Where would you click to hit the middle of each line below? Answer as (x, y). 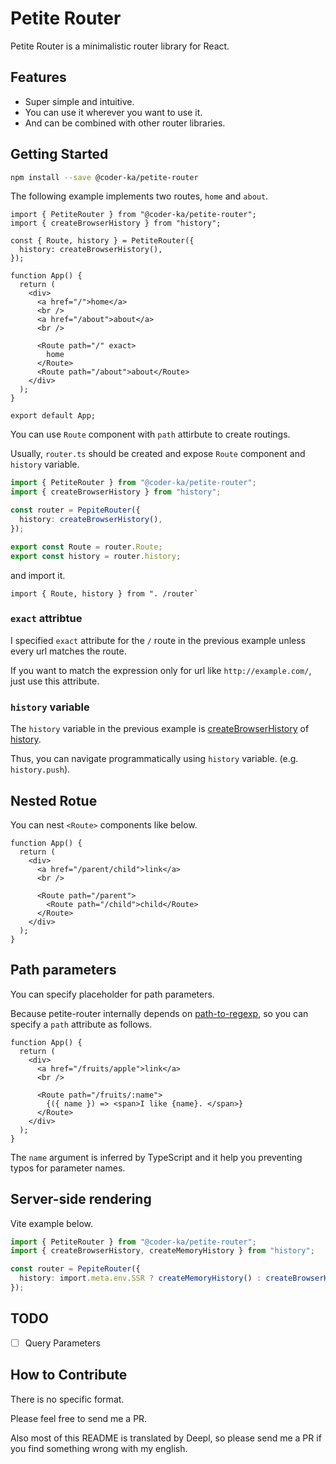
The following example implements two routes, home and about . (139, 196)
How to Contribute (69, 1375)
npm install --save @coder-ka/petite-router (104, 177)
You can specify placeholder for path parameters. (112, 994)
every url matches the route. (68, 651)
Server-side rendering (81, 1199)
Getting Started (59, 154)
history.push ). (40, 769)
